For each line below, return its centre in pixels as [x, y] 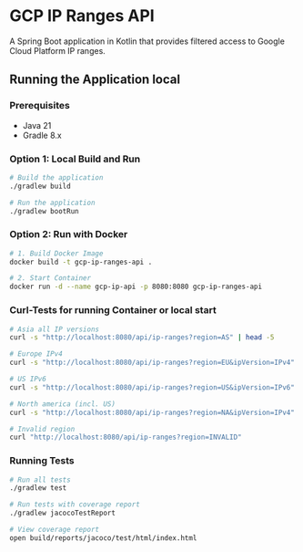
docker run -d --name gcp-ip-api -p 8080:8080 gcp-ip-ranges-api [136, 287]
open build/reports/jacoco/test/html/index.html [103, 538]
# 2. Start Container [50, 278]
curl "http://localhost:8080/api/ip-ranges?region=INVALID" [126, 437]
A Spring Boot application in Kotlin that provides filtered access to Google [147, 41]
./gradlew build [40, 186]
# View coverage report [55, 530]
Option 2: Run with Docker [69, 234]
